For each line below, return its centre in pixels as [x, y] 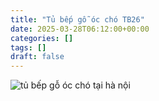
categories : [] [42, 38]
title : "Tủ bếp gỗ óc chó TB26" [77, 19]
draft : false [37, 57]
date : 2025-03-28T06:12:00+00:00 [80, 29]
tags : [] [28, 47]
